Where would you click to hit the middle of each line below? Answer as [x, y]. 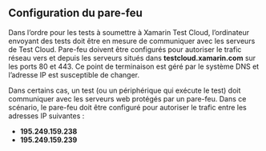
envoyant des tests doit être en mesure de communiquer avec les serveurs [132, 41]
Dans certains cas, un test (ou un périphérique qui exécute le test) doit [125, 90]
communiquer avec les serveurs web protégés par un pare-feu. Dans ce [127, 98]
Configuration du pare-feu [75, 13]
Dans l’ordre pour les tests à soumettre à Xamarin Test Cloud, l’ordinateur [129, 32]
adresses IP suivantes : [46, 116]
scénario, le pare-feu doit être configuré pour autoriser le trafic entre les [127, 107]
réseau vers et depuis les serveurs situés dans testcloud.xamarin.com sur [132, 58]
